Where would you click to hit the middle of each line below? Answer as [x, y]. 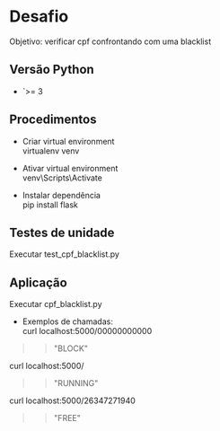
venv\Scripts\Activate [62, 178]
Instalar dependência [62, 195]
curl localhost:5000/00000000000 [87, 331]
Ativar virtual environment [70, 168]
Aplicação [38, 282]
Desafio [39, 17]
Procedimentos [53, 120]
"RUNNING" [76, 383]
